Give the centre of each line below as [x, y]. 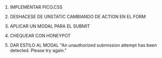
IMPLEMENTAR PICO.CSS [36, 7]
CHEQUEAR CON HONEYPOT [40, 36]
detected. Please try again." [38, 50]
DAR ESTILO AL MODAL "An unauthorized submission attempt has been [83, 45]
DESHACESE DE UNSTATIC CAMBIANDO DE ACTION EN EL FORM [78, 16]
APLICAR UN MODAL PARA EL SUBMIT [50, 26]
